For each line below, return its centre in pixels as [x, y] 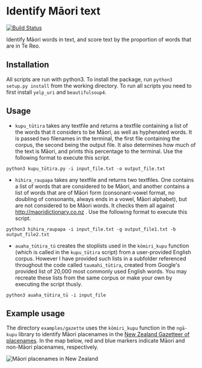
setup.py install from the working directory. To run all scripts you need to [99, 86]
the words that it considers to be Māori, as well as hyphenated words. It [103, 132]
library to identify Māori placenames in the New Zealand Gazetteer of [104, 334]
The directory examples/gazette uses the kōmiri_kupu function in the [91, 328]
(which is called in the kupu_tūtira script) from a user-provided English [103, 252]
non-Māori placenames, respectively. [52, 347]
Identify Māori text [54, 11]
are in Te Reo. [23, 46]
